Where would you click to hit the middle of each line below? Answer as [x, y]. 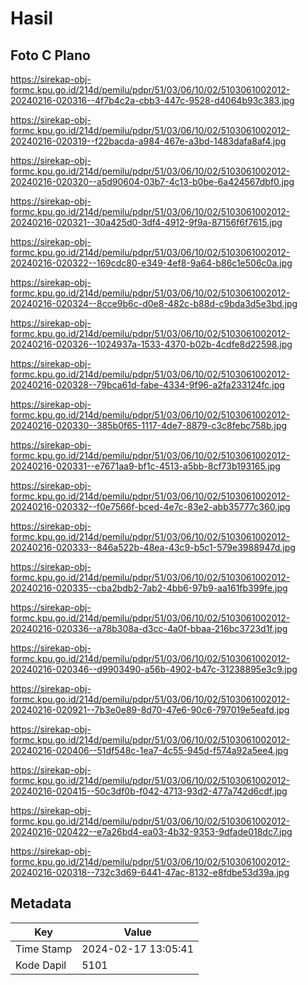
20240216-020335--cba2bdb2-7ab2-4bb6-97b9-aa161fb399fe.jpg [149, 588]
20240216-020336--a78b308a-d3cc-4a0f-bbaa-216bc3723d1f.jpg [149, 628]
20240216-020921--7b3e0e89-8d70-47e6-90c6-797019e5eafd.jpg [150, 710]
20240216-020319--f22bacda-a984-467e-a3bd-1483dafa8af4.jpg [148, 141]
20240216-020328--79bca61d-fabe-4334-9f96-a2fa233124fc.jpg [147, 385]
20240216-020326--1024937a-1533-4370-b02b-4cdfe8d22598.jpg [151, 344]
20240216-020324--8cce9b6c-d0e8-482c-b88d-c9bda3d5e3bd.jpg [154, 303]
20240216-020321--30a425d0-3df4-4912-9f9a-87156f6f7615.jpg [146, 222]
